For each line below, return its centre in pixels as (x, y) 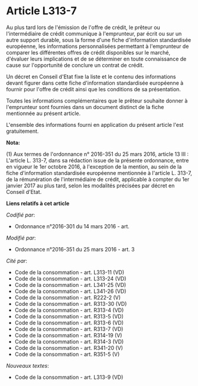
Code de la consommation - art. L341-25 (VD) (70, 285)
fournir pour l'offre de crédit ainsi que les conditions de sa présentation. (94, 89)
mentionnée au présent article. (43, 113)
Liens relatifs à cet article (38, 203)
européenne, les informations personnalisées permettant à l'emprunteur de (98, 46)
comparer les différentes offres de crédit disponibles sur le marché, (88, 52)
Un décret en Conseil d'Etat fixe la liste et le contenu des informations (91, 76)
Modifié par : (21, 238)
